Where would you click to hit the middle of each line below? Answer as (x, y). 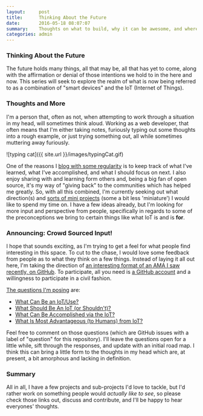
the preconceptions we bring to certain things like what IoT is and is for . (96, 217)
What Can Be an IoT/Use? (47, 302)
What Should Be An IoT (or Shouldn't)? (63, 308)
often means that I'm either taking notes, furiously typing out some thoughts (101, 129)
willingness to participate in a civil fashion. (59, 278)
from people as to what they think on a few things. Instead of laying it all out (101, 259)
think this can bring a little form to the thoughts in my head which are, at (96, 352)
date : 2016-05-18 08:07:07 (48, 23)
